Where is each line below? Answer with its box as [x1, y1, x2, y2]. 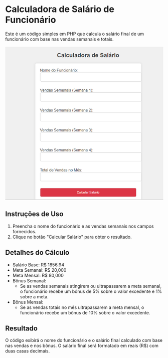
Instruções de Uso [5, 210, 64, 219]
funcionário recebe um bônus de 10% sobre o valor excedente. [20, 309, 150, 315]
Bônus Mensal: [12, 299, 44, 305]
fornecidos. [12, 228, 37, 234]
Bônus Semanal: [12, 277, 47, 284]
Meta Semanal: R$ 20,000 [12, 267, 67, 273]
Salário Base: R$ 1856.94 [12, 262, 65, 268]
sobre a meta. [20, 293, 49, 299]
